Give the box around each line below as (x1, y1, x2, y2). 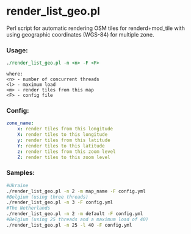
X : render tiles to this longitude (17, 132, 108, 138)
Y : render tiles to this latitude (17, 143, 105, 149)
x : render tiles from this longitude (17, 126, 114, 132)
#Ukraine (6, 182, 29, 188)
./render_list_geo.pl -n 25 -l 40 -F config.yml (6, 222, 132, 228)
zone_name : (6, 120, 34, 126)
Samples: (6, 169, 35, 177)
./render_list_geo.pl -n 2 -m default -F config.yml (6, 211, 143, 217)
